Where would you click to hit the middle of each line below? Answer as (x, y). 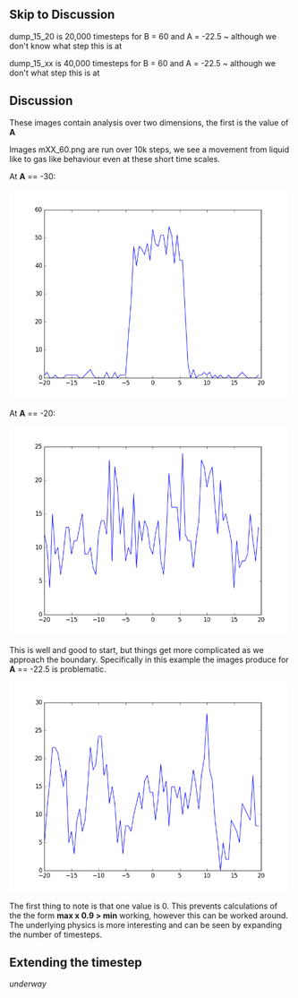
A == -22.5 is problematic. (58, 669)
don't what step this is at (55, 73)
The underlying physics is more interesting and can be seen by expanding (146, 925)
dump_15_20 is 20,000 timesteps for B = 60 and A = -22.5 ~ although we (143, 36)
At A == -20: (33, 413)
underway (28, 984)
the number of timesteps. (56, 934)
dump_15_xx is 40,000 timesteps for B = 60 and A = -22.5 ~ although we (142, 63)
